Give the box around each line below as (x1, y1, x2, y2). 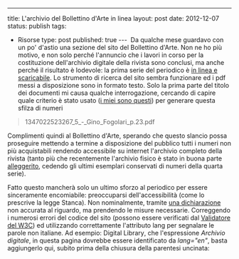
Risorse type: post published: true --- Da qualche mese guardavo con (17, 36, 224, 44)
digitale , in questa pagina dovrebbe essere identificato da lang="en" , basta (7, 236, 228, 245)
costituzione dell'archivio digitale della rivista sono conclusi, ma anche (17, 59, 225, 66)
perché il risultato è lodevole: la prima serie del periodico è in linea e (17, 66, 218, 74)
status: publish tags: (7, 22, 67, 30)
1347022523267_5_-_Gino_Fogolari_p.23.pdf (24, 118, 155, 126)
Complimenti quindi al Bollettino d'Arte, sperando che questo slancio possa (7, 131, 228, 140)
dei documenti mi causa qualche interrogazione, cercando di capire (17, 88, 216, 97)
